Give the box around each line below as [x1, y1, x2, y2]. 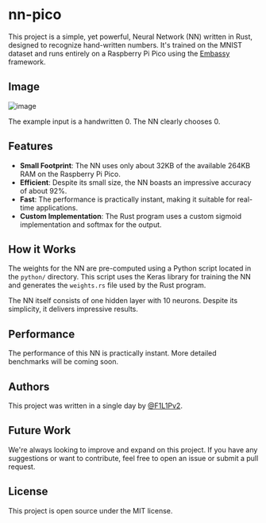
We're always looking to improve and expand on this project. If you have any [8, 444, 258, 454]
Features [8, 140, 53, 153]
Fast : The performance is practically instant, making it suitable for [19, 194, 236, 204]
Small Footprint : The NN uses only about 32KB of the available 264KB [19, 160, 251, 170]
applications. [36, 202, 78, 212]
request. [8, 462, 36, 471]
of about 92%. [19, 186, 67, 195]
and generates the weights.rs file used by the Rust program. [8, 280, 206, 290]
